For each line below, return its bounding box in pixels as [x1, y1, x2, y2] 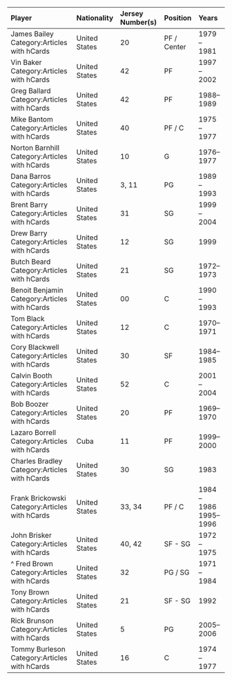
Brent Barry [10, 200, 48, 209]
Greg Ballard [10, 86, 51, 95]
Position [164, 13, 192, 23]
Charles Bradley [10, 456, 63, 465]
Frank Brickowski [10, 494, 67, 503]
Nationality [76, 13, 114, 23]
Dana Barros [10, 172, 51, 181]
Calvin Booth [10, 371, 52, 380]
